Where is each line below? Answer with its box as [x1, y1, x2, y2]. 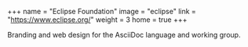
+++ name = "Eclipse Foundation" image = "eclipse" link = [7, 7, 197, 16]
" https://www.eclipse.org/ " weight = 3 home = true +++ [7, 15, 188, 24]
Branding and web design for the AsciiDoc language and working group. [7, 31, 241, 39]
